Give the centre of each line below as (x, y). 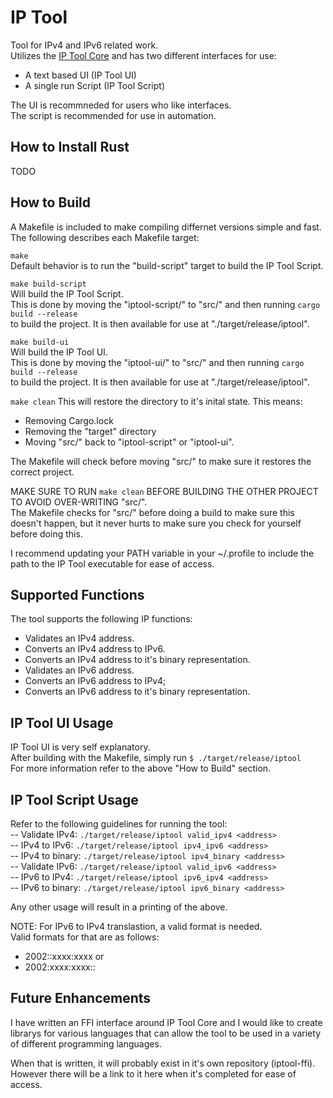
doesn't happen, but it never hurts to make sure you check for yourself (156, 523)
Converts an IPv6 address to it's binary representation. (137, 692)
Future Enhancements (81, 998)
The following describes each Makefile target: (105, 237)
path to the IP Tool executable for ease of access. (112, 563)
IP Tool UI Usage (62, 722)
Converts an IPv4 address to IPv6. (95, 649)
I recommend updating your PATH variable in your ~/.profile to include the (162, 553)
